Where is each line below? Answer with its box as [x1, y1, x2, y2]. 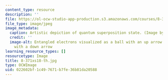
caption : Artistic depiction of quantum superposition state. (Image [9, 30, 157, 35]
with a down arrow [14, 44, 52, 49]
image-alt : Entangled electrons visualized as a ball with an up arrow [9, 40, 162, 45]
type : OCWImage [5, 63, 37, 68]
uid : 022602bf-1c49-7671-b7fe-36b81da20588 [5, 68, 97, 73]
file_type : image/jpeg [5, 21, 52, 26]
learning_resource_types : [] [5, 49, 66, 54]
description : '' [5, 12, 39, 17]
